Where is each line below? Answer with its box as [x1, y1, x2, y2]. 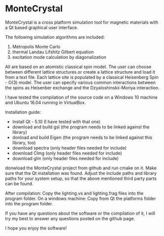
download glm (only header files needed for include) [12, 155, 119, 161]
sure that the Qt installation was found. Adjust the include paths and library [5, 170, 157, 176]
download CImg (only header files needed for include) [12, 150, 122, 156]
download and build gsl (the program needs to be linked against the [12, 124, 150, 130]
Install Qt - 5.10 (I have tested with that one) [12, 118, 101, 124]
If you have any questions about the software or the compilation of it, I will [5, 210, 155, 216]
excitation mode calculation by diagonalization [12, 54, 107, 60]
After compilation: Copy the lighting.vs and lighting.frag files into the [5, 190, 144, 196]
